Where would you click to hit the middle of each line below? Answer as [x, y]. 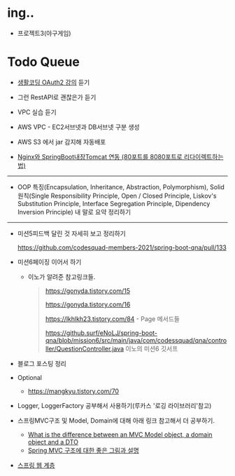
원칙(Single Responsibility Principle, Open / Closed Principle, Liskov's [117, 196]
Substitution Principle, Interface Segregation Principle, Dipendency [114, 203]
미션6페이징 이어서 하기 [49, 261]
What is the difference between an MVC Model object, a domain [120, 434]
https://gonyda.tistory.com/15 [88, 291]
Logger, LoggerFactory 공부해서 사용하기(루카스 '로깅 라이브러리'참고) [114, 405]
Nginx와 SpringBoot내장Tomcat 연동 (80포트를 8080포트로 [100, 156]
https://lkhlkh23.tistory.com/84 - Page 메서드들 [113, 319]
